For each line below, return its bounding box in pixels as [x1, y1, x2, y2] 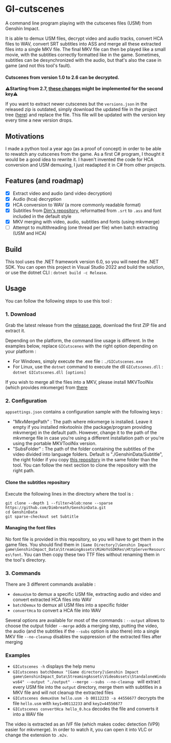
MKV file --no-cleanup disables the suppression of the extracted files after [5, 634, 162, 640]
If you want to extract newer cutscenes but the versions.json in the [5, 101, 148, 107]
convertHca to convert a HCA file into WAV [12, 608, 101, 614]
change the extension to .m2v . [5, 732, 68, 738]
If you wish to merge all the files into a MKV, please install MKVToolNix [5, 379, 154, 385]
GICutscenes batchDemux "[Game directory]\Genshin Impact [12, 670, 139, 675]
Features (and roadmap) [5, 177, 84, 185]
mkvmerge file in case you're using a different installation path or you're [12, 435, 164, 441]
